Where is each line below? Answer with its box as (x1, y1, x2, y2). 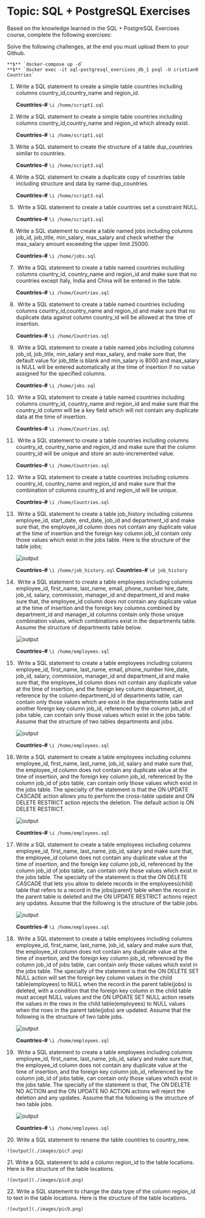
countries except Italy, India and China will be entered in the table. (15, 277, 182, 284)
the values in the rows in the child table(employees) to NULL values (15, 1000, 185, 1007)
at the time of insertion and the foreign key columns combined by (15, 604, 181, 611)
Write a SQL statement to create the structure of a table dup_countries (15, 143, 193, 150)
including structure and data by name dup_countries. (15, 179, 149, 187)
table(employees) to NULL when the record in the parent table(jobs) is (15, 980, 192, 987)
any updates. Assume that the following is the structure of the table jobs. (15, 899, 199, 907)
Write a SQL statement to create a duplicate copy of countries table (15, 173, 185, 180)
